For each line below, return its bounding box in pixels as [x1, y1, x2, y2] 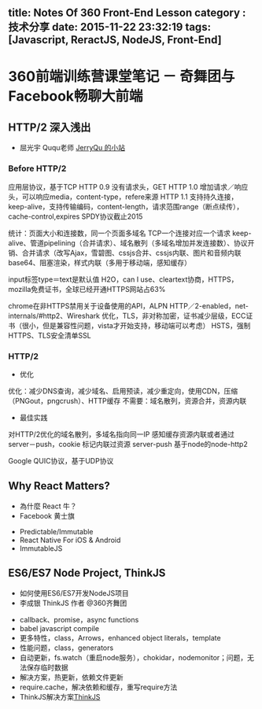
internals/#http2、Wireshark [8, 311, 101, 320]
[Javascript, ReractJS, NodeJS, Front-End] [8, 33, 222, 46]
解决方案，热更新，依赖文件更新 [19, 672, 124, 681]
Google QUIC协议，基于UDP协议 [8, 456, 114, 465]
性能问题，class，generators [19, 643, 114, 652]
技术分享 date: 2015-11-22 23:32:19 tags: [8, 20, 211, 34]
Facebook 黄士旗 [19, 511, 75, 520]
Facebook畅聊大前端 [8, 87, 143, 105]
